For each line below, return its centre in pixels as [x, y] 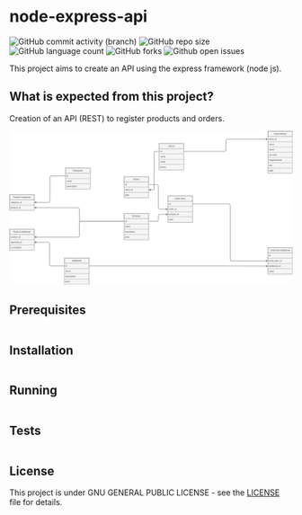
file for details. [36, 502]
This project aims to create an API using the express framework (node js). [146, 68]
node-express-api [79, 17]
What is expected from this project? [111, 97]
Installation [41, 350]
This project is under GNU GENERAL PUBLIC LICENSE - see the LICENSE [145, 493]
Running [34, 391]
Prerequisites [48, 310]
